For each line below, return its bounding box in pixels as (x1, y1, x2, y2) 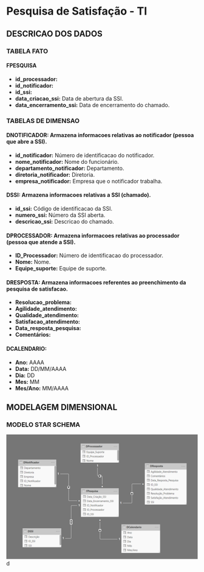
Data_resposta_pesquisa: (15, 325, 81, 332)
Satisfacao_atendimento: (15, 318, 80, 325)
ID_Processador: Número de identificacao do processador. (15, 252, 164, 260)
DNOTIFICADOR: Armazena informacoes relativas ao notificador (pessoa (6, 132, 194, 139)
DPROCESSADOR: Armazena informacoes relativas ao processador (6, 231, 180, 239)
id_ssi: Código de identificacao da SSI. (15, 205, 113, 213)
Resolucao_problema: (15, 298, 72, 306)
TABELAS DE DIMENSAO (6, 116, 80, 125)
